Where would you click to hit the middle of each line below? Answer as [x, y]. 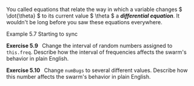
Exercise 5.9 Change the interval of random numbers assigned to [89, 46]
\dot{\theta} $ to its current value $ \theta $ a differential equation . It [93, 16]
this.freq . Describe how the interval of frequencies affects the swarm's [96, 52]
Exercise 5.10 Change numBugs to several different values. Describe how [97, 70]
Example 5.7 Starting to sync [42, 34]
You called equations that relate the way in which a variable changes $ [95, 9]
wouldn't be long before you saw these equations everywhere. [84, 22]
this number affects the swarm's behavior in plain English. [79, 77]
